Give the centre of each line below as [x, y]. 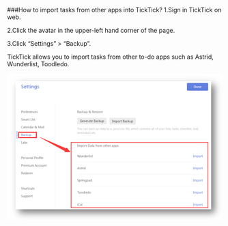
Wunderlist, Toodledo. [38, 64]
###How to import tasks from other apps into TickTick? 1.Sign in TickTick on [114, 10]
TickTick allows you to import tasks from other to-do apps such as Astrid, [110, 57]
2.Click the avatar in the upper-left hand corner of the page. [91, 30]
